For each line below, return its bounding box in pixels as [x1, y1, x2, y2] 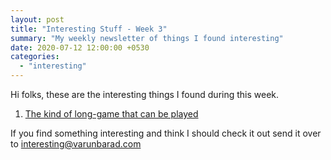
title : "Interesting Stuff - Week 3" [10, 24, 168, 34]
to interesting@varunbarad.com [10, 138, 142, 150]
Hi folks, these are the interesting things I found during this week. [10, 89, 280, 100]
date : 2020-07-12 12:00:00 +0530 [10, 42, 150, 53]
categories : [10, 52, 60, 62]
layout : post [10, 14, 65, 25]
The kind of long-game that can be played [24, 108, 199, 120]
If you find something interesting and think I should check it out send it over [10, 127, 322, 139]
